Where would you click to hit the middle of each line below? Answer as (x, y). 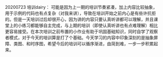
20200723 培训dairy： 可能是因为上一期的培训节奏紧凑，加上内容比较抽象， (81, 7)
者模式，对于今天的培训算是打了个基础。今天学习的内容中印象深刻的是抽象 (79, 38)
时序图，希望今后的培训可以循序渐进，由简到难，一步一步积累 (92, 44)
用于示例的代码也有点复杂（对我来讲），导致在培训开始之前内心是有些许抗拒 (81, 13)
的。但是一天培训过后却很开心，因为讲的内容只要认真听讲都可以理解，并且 (79, 19)
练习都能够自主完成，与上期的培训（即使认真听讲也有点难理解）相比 (90, 25)
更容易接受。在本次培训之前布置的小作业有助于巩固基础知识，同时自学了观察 (81, 31)
